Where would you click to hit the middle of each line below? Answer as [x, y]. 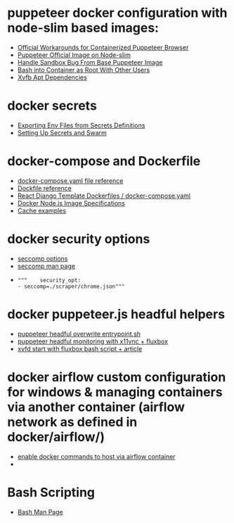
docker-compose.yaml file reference [70, 180]
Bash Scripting [51, 492]
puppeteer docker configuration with [117, 13]
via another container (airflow [96, 407]
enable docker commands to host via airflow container [96, 456]
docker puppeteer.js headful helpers [116, 314]
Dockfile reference [44, 188]
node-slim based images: [83, 28]
